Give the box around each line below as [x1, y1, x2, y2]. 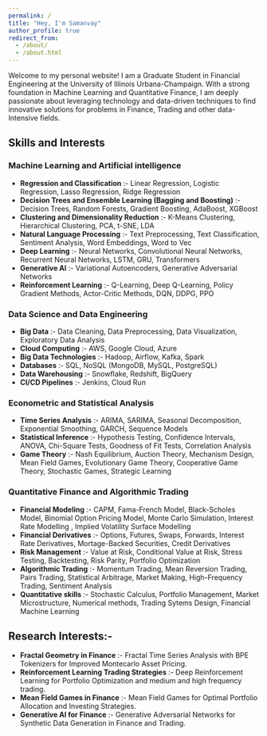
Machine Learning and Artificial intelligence [8, 160, 182, 172]
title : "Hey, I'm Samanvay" [8, 19, 102, 27]
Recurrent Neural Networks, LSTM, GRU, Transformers [19, 255, 201, 264]
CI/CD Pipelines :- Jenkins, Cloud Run [19, 377, 146, 387]
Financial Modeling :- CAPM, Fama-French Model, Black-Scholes [19, 505, 236, 514]
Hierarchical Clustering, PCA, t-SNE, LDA [19, 220, 155, 230]
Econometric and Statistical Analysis [8, 397, 155, 408]
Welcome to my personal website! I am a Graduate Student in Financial [8, 71, 241, 80]
